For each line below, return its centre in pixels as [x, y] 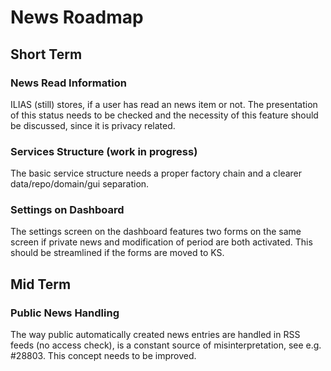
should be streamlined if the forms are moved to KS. [117, 253]
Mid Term [41, 284]
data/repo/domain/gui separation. [80, 184]
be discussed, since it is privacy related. [93, 125]
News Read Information [68, 83]
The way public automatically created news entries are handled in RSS [155, 335]
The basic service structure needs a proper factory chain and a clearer [156, 173]
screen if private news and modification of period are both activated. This [161, 242]
